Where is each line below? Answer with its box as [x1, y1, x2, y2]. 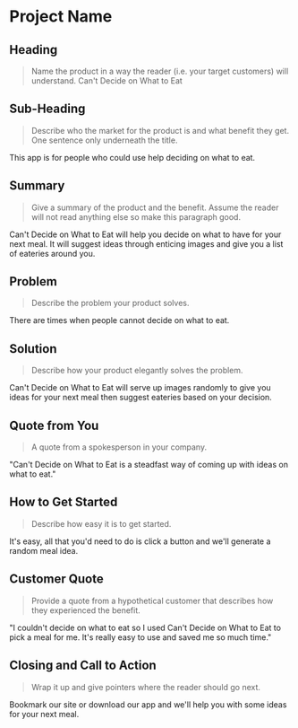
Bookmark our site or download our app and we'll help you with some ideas [9, 698, 287, 710]
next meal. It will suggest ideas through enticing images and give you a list [9, 238, 284, 249]
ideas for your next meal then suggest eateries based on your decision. [9, 392, 273, 403]
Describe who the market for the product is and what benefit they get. [30, 125, 289, 136]
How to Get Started [9, 495, 118, 510]
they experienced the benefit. [30, 604, 140, 616]
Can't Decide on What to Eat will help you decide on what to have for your [9, 229, 282, 240]
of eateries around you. [9, 248, 96, 259]
